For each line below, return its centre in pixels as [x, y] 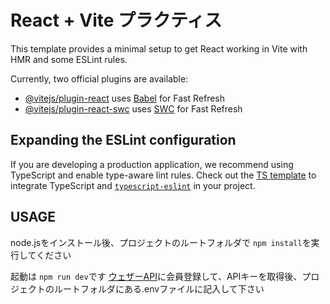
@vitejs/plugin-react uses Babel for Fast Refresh [125, 98]
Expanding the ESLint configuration [123, 140]
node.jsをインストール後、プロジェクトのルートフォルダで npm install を [161, 242]
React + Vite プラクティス [116, 20]
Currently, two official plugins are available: [99, 78]
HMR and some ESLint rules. [69, 59]
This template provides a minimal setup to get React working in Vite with [159, 48]
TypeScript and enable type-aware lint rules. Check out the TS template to [163, 175]
